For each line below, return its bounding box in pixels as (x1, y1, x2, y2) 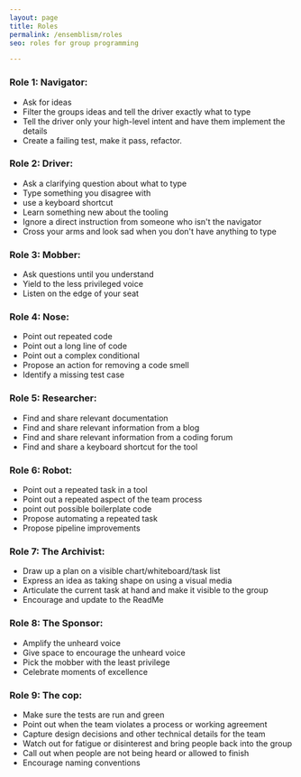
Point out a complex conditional (22, 350, 140, 361)
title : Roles (9, 22, 59, 31)
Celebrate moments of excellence (22, 666, 149, 677)
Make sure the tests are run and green (22, 709, 165, 720)
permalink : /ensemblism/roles (9, 30, 123, 39)
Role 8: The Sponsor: (9, 617, 104, 630)
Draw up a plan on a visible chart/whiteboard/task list (22, 566, 221, 577)
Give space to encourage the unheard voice (22, 647, 187, 658)
